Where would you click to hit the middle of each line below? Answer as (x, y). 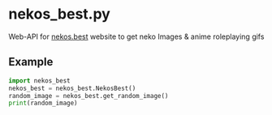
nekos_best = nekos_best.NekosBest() (72, 88)
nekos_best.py (60, 14)
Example (31, 62)
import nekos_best (39, 81)
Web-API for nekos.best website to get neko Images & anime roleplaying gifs (136, 36)
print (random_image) (43, 103)
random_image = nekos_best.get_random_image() (89, 96)
